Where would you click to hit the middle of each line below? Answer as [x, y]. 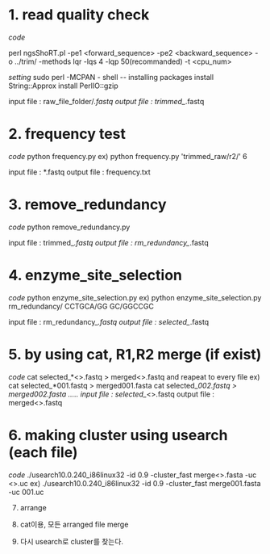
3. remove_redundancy [87, 205]
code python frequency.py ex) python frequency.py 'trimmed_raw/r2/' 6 [128, 156]
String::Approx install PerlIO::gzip [63, 86]
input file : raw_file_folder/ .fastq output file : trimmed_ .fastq [106, 101]
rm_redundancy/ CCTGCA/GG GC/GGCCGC [81, 306]
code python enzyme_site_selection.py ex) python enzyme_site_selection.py [135, 297]
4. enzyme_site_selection [96, 275]
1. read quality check [79, 15]
